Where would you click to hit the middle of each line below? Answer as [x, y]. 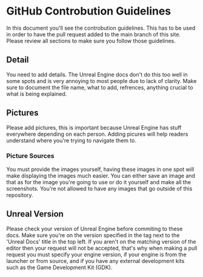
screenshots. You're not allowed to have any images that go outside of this [99, 189]
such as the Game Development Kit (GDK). [59, 267]
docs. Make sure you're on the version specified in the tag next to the [93, 235]
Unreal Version [35, 214]
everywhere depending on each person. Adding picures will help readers [97, 134]
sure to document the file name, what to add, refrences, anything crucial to [100, 87]
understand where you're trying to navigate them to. [72, 140]
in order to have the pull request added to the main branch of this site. [93, 34]
